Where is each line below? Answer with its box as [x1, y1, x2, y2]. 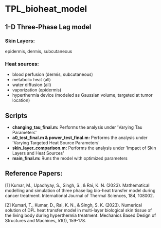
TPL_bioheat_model [5, 3, 88, 15]
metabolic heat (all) [12, 77, 51, 83]
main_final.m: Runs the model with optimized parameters [12, 155, 128, 161]
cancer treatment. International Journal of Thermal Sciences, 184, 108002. [5, 193, 154, 198]
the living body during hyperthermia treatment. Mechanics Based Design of [5, 212, 156, 218]
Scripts [5, 111, 28, 120]
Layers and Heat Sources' [12, 150, 64, 156]
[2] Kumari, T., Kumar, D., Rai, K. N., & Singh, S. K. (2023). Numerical [5, 202, 142, 208]
